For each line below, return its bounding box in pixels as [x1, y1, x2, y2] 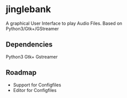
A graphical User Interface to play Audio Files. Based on [6, 20, 122, 26]
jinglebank [6, 4, 51, 15]
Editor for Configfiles [13, 87, 57, 93]
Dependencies [6, 40, 53, 49]
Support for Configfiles [13, 82, 61, 88]
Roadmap [6, 68, 37, 77]
